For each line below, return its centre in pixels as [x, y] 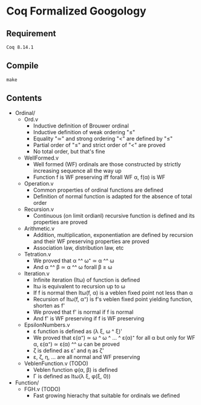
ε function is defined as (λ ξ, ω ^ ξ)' [77, 331]
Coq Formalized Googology [76, 11]
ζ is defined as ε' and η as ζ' [68, 350]
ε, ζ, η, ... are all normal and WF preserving [87, 357]
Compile [22, 66]
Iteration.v [37, 273]
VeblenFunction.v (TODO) [56, 363]
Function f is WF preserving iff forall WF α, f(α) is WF [99, 177]
